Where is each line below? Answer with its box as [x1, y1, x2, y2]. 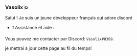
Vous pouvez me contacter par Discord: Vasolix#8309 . [5, 36, 114, 42]
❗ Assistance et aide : [12, 25, 55, 31]
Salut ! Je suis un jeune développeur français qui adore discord [5, 15, 133, 21]
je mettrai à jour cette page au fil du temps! [5, 45, 92, 51]
